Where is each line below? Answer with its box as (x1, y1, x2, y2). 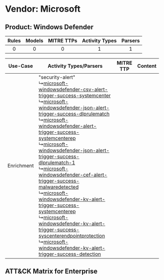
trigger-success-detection (38, 251, 102, 257)
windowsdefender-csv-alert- (38, 86, 108, 93)
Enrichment (7, 162, 34, 169)
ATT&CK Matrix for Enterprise (5, 267, 98, 276)
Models (25, 38, 43, 44)
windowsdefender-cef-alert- (38, 172, 107, 178)
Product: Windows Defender (5, 23, 94, 31)
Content (137, 62, 157, 69)
